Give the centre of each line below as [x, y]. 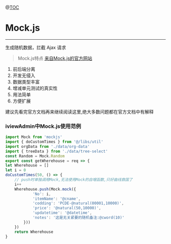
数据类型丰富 [26, 82]
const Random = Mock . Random [35, 156]
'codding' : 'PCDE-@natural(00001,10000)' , [78, 203]
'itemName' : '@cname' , [56, 199]
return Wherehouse [34, 232]
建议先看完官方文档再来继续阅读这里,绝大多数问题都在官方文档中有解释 [80, 112]
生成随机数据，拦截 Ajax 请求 [36, 47]
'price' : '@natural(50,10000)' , [67, 208]
